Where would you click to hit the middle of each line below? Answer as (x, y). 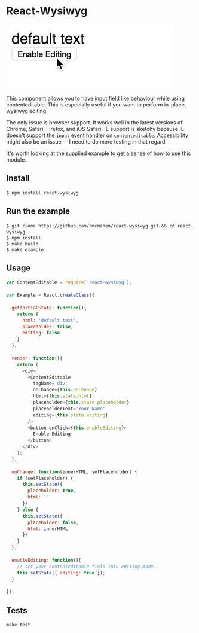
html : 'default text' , (50, 320)
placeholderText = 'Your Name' (69, 409)
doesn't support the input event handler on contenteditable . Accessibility (97, 135)
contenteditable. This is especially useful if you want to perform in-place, (96, 104)
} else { (28, 510)
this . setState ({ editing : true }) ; (61, 573)
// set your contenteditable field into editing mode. (87, 567)
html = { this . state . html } (62, 396)
